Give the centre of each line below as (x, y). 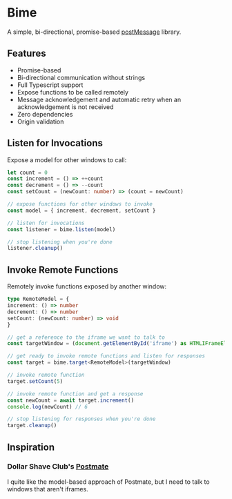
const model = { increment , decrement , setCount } (81, 211)
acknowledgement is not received (65, 107)
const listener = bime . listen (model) (61, 229)
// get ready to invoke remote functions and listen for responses (106, 356)
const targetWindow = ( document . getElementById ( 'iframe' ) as (97, 344)
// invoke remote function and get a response (75, 394)
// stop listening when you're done (60, 242)
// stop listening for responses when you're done (81, 419)
